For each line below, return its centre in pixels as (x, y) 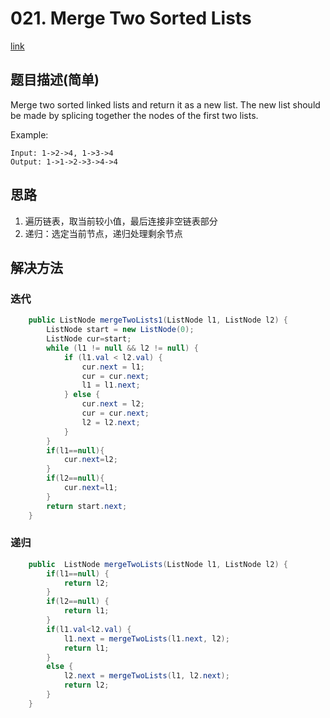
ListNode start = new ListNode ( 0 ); (120, 330)
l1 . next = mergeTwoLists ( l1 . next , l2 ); (146, 638)
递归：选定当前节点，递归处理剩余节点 (103, 233)
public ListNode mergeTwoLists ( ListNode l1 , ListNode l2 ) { (158, 564)
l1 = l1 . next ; (111, 385)
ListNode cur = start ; (89, 339)
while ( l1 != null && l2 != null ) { (122, 348)
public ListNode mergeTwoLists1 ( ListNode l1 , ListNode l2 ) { (158, 320)
